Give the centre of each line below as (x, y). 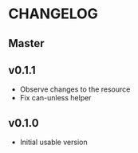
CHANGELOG (53, 14)
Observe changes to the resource (75, 89)
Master (27, 43)
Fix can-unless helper (55, 98)
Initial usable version (53, 142)
